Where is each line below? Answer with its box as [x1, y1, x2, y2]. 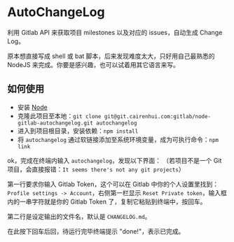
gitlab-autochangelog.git [17, 120, 93, 127]
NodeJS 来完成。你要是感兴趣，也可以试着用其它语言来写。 [7, 60, 180, 69]
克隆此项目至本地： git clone [17, 111, 102, 120]
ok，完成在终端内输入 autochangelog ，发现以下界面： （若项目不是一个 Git [7, 156, 222, 164]
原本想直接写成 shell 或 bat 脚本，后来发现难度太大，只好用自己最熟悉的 [7, 52, 215, 60]
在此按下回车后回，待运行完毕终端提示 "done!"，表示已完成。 [7, 227, 185, 235]
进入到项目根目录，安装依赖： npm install [17, 127, 139, 135]
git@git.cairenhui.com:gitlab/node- [104, 113, 212, 120]
